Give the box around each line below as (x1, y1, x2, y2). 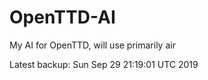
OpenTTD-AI (9, 6, 116, 29)
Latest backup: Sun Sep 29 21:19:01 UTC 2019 (9, 58, 199, 70)
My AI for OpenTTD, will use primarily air (9, 39, 176, 51)
